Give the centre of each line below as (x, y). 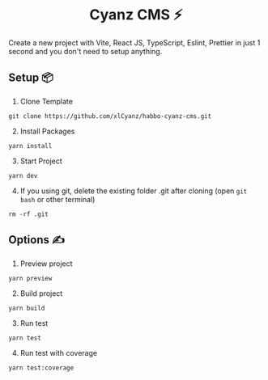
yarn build (27, 308)
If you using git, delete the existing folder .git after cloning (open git (134, 191)
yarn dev (23, 175)
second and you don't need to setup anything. (85, 51)
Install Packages (47, 131)
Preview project (46, 264)
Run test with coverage (59, 353)
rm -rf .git (28, 214)
